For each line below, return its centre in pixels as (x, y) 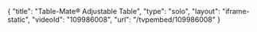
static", (19, 20)
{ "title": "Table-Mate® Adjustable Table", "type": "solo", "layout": (114, 11)
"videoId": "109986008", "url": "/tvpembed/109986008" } (126, 20)
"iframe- (236, 11)
